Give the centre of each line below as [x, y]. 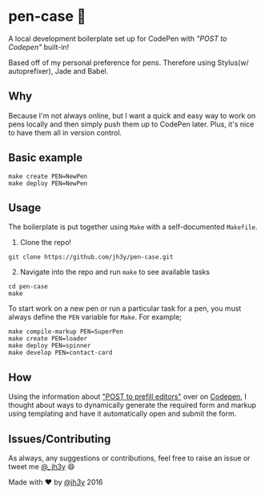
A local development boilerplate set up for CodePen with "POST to [118, 38]
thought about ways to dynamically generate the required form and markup [132, 405]
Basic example [45, 158]
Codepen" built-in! [39, 46]
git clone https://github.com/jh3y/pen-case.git [91, 257]
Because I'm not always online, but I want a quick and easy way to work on [132, 115]
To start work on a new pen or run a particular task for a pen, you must [125, 308]
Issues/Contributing [60, 439]
